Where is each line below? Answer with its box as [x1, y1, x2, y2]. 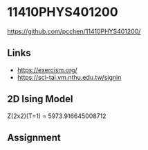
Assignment [7, 131, 61, 143]
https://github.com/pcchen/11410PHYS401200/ [7, 27, 141, 35]
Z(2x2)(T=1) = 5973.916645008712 [7, 112, 107, 120]
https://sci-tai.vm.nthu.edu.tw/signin [17, 73, 122, 81]
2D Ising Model [7, 93, 73, 105]
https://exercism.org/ [17, 65, 77, 74]
